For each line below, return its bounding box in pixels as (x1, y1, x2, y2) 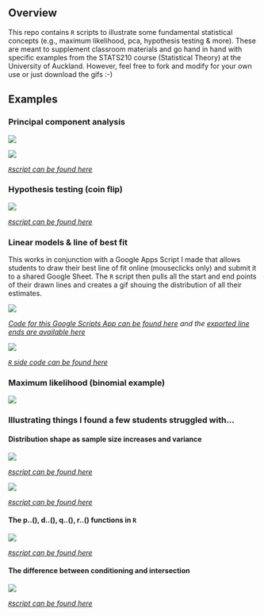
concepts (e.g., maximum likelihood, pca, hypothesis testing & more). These (8, 36, 256, 45)
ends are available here (8, 327, 86, 337)
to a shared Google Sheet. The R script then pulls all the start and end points (8, 271, 257, 281)
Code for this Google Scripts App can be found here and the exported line (8, 319, 250, 329)
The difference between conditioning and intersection (8, 566, 190, 576)
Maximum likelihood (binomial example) (8, 377, 165, 388)
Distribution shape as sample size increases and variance (8, 434, 202, 444)
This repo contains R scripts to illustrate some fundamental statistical (8, 27, 233, 37)
